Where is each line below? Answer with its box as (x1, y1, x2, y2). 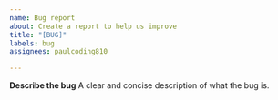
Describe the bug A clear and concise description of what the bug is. (9, 80, 270, 91)
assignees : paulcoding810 (9, 47, 108, 56)
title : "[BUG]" (9, 30, 67, 39)
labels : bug (9, 38, 55, 48)
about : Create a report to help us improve (9, 22, 178, 31)
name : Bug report (9, 13, 76, 23)
